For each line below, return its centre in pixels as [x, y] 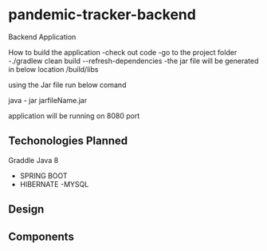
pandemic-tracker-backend [102, 15]
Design [26, 209]
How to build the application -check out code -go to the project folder [123, 52]
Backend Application [42, 37]
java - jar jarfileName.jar [48, 100]
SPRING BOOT [43, 175]
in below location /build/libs [53, 69]
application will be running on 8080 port [74, 116]
